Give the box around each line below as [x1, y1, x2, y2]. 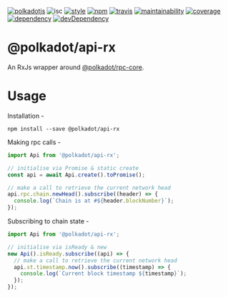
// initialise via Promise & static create [7, 164, 139, 171]
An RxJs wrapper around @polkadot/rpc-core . [7, 63, 144, 71]
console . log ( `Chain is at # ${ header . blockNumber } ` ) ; [14, 197, 174, 205]
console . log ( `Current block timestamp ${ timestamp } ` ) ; [20, 270, 187, 278]
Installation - [7, 111, 44, 120]
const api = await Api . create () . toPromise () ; [7, 171, 145, 178]
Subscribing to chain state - [7, 217, 89, 225]
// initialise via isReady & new [7, 243, 107, 251]
